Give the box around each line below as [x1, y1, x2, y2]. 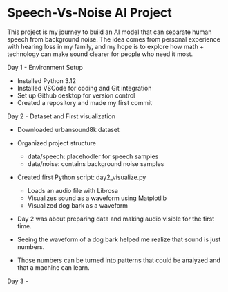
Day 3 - [7, 277, 29, 285]
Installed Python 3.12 [17, 76, 77, 84]
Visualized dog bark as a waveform [27, 201, 129, 209]
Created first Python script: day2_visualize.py [17, 173, 146, 181]
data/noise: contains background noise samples [27, 159, 164, 167]
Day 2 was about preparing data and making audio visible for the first [17, 215, 215, 223]
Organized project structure [17, 138, 97, 147]
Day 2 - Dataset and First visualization [7, 112, 116, 120]
